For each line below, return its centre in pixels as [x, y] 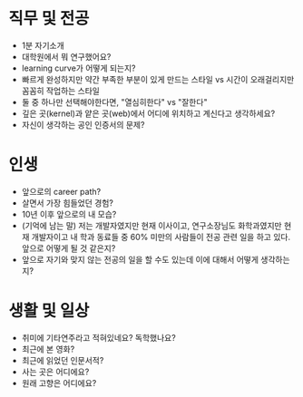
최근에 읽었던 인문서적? [63, 360]
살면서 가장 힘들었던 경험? [68, 203]
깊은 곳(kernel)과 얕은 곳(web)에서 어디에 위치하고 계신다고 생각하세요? [148, 113]
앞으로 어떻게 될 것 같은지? [68, 248]
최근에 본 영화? [48, 349]
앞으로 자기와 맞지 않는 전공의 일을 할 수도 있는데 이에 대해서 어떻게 [140, 259]
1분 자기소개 [43, 45]
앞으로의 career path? [61, 191]
